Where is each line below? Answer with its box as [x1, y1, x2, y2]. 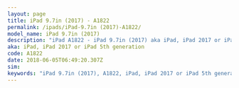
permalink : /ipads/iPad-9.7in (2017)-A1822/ [7, 23, 142, 31]
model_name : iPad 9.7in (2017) [7, 30, 100, 38]
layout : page [7, 10, 46, 18]
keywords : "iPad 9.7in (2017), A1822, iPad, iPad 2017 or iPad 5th [7, 70, 212, 77]
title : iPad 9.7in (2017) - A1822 [7, 17, 110, 24]
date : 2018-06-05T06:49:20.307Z [7, 57, 103, 64]
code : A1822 [7, 50, 43, 57]
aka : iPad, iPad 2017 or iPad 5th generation [7, 43, 144, 50]
